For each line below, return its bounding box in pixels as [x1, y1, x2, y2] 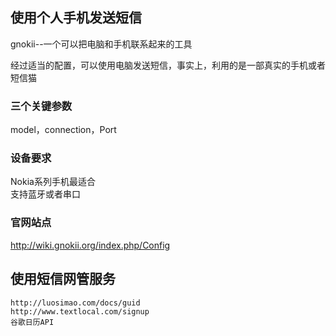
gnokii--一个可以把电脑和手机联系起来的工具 [10, 38, 193, 50]
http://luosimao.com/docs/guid [10, 298, 141, 308]
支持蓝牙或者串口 [10, 188, 81, 200]
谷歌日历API [10, 317, 55, 327]
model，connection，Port [10, 124, 117, 136]
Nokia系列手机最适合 [10, 176, 96, 188]
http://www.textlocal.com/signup [10, 306, 150, 317]
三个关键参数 [10, 99, 73, 113]
